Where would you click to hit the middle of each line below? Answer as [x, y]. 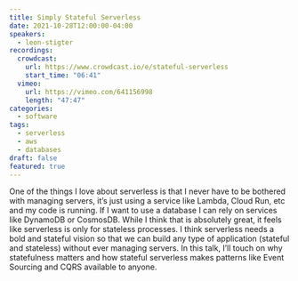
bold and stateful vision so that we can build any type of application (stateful [149, 239]
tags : [19, 125]
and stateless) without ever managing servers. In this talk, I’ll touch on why [146, 248]
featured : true [37, 166]
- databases [40, 149]
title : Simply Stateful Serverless [75, 17]
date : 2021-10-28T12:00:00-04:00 [71, 26]
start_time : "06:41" [63, 76]
